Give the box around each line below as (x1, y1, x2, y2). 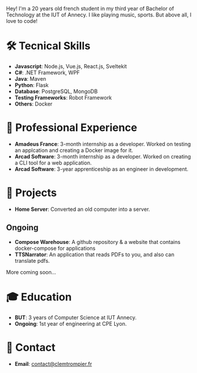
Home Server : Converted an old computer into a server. (14, 206, 151, 213)
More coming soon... (6, 268, 56, 276)
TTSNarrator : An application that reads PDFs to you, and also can (14, 250, 175, 258)
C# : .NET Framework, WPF (14, 69, 81, 76)
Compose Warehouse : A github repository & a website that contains (14, 238, 181, 245)
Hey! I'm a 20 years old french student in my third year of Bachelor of (6, 5, 175, 12)
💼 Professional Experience (6, 121, 138, 134)
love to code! (6, 18, 38, 24)
